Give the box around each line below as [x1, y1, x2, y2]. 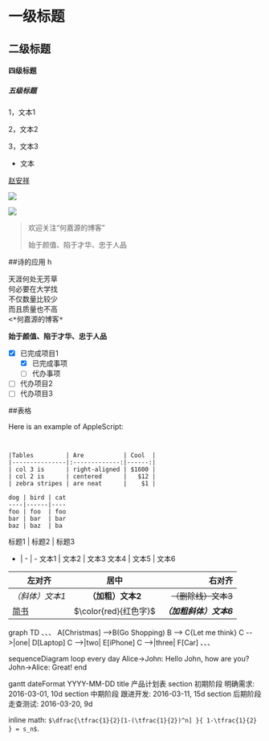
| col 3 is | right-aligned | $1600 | [8, 465, 157, 474]
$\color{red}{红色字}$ [73, 606, 156, 617]
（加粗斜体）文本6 [163, 606, 234, 617]
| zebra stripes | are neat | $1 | [8, 480, 157, 488]
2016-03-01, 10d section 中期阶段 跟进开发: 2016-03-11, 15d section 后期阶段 [8, 689, 262, 699]
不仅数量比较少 [8, 295, 58, 304]
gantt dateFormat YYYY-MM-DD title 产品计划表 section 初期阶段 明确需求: [8, 679, 255, 689]
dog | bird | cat [8, 493, 67, 502]
